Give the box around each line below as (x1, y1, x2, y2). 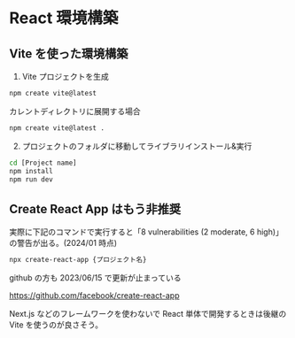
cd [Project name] (9, 158, 77, 167)
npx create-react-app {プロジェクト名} (9, 256, 147, 265)
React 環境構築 (9, 8, 119, 28)
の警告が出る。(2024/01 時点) (9, 238, 118, 249)
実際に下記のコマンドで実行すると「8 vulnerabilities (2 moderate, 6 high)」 (9, 227, 283, 237)
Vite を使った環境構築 (9, 46, 128, 61)
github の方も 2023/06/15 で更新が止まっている (9, 273, 182, 283)
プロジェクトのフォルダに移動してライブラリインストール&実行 (21, 141, 252, 151)
